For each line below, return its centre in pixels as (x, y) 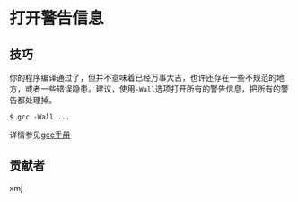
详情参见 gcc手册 (40, 135)
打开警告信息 (57, 18)
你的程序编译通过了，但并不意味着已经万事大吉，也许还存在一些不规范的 (143, 78)
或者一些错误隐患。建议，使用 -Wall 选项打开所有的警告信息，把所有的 (153, 89)
